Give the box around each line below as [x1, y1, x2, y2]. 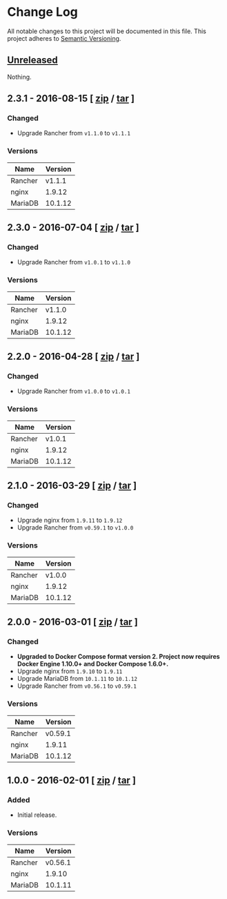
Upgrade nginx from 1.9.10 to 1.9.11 [17, 667, 123, 675]
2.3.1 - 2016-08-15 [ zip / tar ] [7, 93, 135, 104]
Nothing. [7, 72, 32, 81]
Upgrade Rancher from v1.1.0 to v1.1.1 [17, 129, 131, 137]
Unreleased [7, 55, 59, 66]
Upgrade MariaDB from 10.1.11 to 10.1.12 [17, 675, 138, 683]
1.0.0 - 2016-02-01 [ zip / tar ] [7, 775, 137, 786]
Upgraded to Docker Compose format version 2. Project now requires [17, 652, 220, 661]
